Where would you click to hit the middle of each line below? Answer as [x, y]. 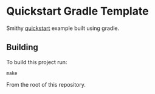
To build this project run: [37, 62]
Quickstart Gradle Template [77, 11]
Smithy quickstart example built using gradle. [63, 28]
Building [22, 47]
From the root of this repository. [46, 84]
